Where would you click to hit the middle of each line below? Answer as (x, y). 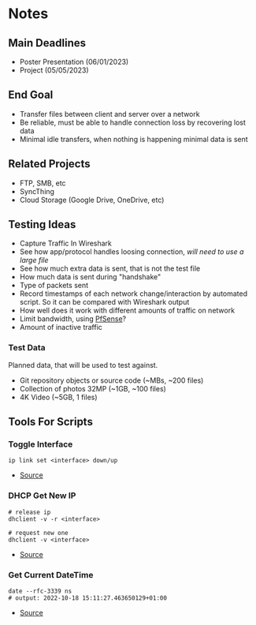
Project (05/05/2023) (54, 70)
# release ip (30, 512)
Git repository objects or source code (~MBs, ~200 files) (111, 380)
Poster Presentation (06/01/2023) (74, 62)
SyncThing (37, 191)
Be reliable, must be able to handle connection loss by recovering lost (132, 122)
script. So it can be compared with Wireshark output (104, 302)
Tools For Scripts (50, 422)
